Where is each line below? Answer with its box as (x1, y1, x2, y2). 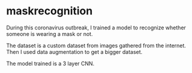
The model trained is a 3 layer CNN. (6, 60, 95, 67)
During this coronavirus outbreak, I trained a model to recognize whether (6, 24, 186, 31)
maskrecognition (6, 4, 93, 18)
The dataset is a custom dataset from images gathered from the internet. (6, 42, 186, 49)
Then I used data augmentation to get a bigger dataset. (6, 48, 143, 55)
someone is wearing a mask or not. (6, 30, 93, 37)
